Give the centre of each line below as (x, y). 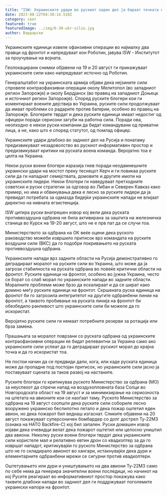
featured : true (21, 24)
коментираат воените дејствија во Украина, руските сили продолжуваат (83, 104)
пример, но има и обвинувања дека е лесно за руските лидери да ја (78, 192)
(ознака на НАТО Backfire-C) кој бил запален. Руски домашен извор (78, 424)
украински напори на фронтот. (38, 487)
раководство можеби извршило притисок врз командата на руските (78, 238)
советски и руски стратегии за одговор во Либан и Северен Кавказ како (83, 187)
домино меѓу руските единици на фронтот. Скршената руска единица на (83, 290)
